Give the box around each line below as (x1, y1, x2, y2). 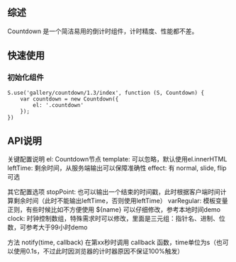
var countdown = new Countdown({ (20, 95, 119, 103)
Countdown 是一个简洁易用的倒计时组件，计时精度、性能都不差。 (7, 27, 198, 35)
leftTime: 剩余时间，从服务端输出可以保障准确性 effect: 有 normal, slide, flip (7, 164, 227, 172)
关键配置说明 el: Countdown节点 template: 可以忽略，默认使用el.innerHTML (7, 155, 227, 164)
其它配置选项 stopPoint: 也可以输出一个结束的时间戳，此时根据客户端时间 (7, 188, 221, 196)
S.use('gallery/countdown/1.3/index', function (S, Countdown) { (7, 89, 204, 96)
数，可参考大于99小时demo (7, 223, 88, 232)
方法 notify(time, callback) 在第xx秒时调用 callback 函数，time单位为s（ (7, 238, 217, 246)
